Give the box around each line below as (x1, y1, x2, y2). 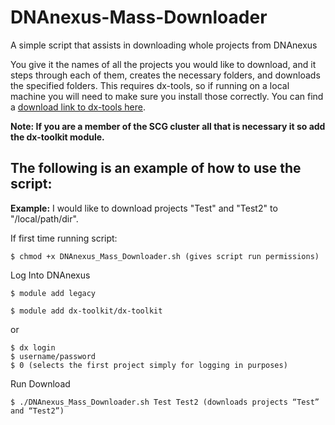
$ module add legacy (10, 288, 97, 298)
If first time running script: (10, 232, 118, 244)
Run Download (10, 377, 71, 390)
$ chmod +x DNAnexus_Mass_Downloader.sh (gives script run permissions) (10, 251, 320, 261)
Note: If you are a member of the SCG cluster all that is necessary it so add (10, 120, 326, 132)
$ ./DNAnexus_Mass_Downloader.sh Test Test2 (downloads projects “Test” (10, 397, 320, 407)
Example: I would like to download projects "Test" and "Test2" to (10, 202, 278, 214)
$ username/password (10, 351, 97, 361)
